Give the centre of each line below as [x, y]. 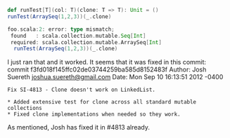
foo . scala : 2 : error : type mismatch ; [61, 29]
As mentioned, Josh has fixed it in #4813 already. [78, 127]
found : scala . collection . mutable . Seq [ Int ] [78, 36]
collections [25, 109]
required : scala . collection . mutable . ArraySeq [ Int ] [86, 42]
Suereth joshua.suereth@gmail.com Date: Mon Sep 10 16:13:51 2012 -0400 [115, 77]
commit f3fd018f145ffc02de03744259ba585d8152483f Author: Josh [107, 69]
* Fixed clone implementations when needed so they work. [94, 115]
